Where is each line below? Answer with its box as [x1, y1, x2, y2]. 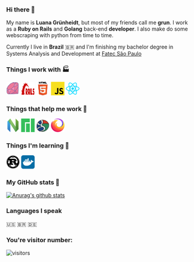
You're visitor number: [6, 236, 73, 244]
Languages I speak [6, 207, 62, 215]
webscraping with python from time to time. [6, 32, 114, 39]
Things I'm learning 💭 [6, 141, 70, 149]
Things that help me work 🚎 [6, 104, 88, 113]
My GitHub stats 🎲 [6, 178, 60, 186]
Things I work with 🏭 [6, 65, 70, 74]
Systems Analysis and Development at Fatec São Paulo [6, 50, 142, 58]
